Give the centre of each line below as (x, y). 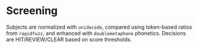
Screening (32, 11)
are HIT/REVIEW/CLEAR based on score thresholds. (69, 39)
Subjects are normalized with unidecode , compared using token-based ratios (99, 27)
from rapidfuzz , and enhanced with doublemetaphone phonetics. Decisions (96, 33)
